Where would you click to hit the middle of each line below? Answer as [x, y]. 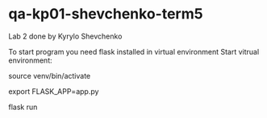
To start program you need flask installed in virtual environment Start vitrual [134, 51]
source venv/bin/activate [50, 75]
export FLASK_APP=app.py [54, 91]
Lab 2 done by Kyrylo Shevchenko [65, 36]
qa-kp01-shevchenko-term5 [106, 14]
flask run [23, 107]
